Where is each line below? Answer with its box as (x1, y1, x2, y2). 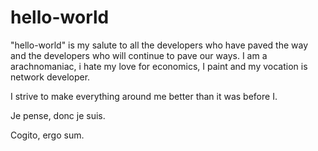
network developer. (10, 71, 91, 83)
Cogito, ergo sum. (10, 129, 85, 141)
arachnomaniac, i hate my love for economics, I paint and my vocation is (10, 60, 308, 72)
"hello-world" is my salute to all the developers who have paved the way (10, 39, 309, 51)
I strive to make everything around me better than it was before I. (10, 90, 278, 102)
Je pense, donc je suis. (10, 109, 106, 121)
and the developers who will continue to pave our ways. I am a (10, 49, 268, 61)
